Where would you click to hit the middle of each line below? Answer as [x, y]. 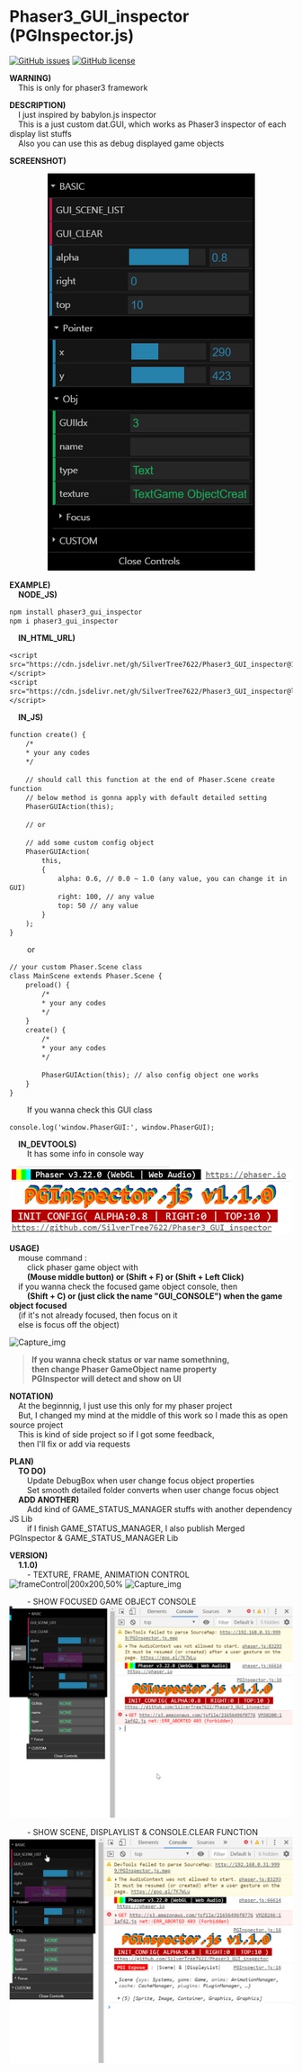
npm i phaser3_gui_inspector [64, 621]
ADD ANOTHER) [48, 1500]
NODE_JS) [38, 594]
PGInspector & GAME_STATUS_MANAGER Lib [94, 1537]
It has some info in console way [85, 1153]
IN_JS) [30, 716]
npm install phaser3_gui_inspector [76, 612]
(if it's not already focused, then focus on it [98, 1315]
